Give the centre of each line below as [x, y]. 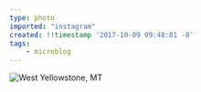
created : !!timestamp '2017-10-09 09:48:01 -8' [102, 35]
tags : [20, 43]
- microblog [48, 52]
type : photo [32, 18]
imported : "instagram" [53, 26]
